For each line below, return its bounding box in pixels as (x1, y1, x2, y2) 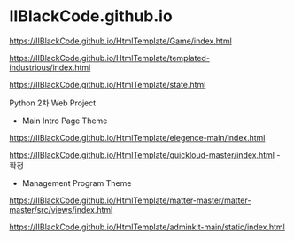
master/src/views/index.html (9, 204, 113, 214)
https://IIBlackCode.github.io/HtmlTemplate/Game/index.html (9, 35, 232, 46)
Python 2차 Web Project (9, 97, 97, 108)
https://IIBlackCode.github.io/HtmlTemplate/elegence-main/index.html (9, 132, 266, 143)
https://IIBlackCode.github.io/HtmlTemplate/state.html (9, 79, 206, 89)
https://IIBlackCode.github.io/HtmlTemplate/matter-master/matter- (9, 195, 251, 206)
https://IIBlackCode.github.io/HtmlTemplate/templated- (9, 52, 211, 63)
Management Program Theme (21, 177, 132, 188)
